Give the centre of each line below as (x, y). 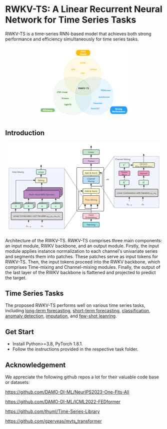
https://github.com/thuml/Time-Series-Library (52, 411)
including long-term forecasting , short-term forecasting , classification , (78, 311)
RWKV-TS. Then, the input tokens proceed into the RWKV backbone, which (83, 262)
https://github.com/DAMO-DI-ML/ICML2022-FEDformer (63, 402)
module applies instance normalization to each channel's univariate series (81, 251)
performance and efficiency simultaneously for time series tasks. (72, 39)
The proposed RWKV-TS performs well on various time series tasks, (75, 305)
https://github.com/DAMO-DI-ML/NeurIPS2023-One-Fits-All (67, 392)
